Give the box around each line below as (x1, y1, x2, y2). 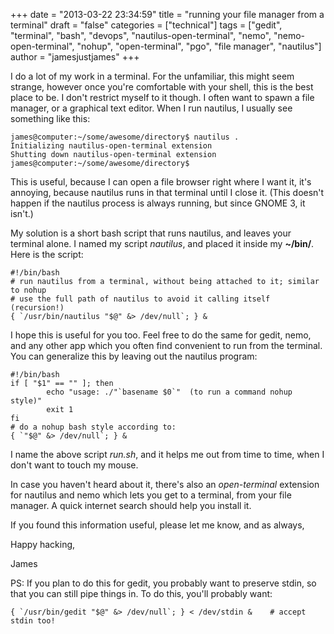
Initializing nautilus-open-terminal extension (10, 141, 213, 151)
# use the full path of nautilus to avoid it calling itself (10, 294, 271, 304)
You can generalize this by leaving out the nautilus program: (10, 350, 258, 362)
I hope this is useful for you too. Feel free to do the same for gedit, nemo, (10, 329, 312, 341)
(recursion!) (10, 303, 65, 313)
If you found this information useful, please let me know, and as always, (10, 519, 305, 531)
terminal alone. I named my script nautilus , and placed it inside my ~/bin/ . (10, 238, 315, 249)
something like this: (10, 113, 91, 124)
